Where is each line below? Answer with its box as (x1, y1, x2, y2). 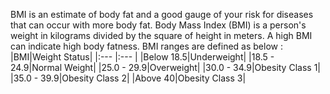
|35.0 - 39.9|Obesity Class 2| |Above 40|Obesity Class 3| (10, 72, 247, 84)
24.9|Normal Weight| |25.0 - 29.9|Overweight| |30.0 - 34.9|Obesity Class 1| (10, 62, 321, 73)
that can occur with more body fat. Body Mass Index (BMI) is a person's (10, 19, 307, 31)
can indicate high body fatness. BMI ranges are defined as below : (10, 40, 283, 52)
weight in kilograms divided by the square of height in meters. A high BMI (10, 30, 313, 41)
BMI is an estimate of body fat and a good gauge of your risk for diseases (10, 9, 314, 20)
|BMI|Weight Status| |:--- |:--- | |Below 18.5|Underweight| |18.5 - (10, 51, 275, 63)
